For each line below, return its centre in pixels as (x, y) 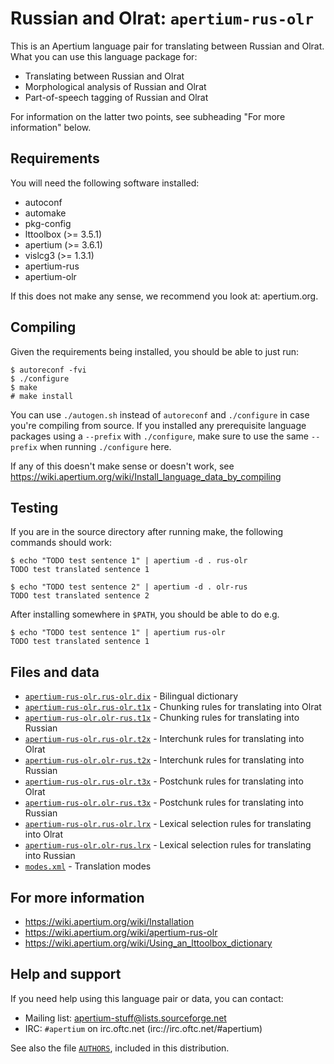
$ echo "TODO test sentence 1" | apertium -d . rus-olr (129, 561)
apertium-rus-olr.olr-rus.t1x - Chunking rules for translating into (162, 718)
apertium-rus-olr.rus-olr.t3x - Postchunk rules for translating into (164, 781)
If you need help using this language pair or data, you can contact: (147, 998)
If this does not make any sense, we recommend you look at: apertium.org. (164, 296)
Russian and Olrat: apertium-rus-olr (162, 18)
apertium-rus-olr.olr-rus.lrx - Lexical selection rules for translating (168, 845)
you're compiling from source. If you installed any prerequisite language (158, 425)
